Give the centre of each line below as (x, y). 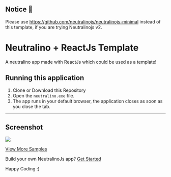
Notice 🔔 (19, 9)
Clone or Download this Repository (49, 90)
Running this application (45, 78)
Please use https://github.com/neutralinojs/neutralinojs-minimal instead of (83, 21)
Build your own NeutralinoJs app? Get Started (53, 159)
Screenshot (24, 127)
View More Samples (26, 149)
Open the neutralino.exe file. (44, 95)
